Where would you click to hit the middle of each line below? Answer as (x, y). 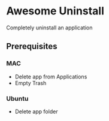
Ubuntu (17, 98)
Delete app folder (36, 111)
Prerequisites (32, 46)
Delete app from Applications (51, 77)
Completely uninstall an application (49, 28)
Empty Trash (31, 83)
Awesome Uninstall (55, 11)
